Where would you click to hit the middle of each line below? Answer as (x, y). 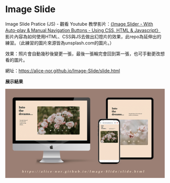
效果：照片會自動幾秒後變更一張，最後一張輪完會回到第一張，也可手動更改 (83, 54)
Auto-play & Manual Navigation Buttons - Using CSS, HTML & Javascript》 (83, 30)
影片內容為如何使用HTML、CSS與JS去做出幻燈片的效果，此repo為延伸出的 (83, 36)
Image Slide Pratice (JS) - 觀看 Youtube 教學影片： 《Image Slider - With (79, 24)
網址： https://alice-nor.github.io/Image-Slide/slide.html (63, 71)
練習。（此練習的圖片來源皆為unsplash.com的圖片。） (60, 43)
